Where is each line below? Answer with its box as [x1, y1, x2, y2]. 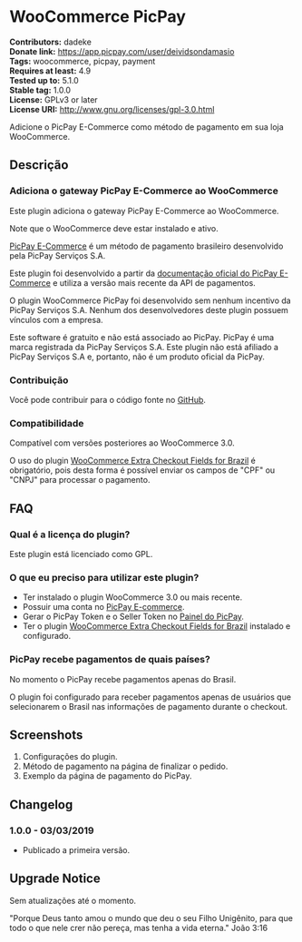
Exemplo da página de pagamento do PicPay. [22, 770, 192, 781]
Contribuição [9, 374, 69, 387]
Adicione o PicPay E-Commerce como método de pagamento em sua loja [9, 121, 284, 132]
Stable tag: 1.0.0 [9, 84, 71, 95]
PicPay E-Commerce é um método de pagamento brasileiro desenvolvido [9, 240, 284, 251]
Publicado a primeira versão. [22, 845, 131, 855]
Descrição [9, 157, 69, 173]
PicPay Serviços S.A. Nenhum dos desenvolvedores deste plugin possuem [9, 304, 288, 315]
